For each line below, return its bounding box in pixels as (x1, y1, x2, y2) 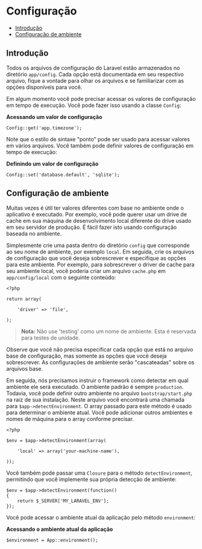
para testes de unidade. (21, 334, 80, 341)
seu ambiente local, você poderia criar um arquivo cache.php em (6, 267, 166, 274)
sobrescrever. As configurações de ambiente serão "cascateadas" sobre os (6, 358, 195, 366)
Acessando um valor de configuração (6, 113, 103, 120)
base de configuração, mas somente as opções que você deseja (6, 352, 167, 359)
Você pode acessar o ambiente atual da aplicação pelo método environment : (6, 513, 196, 521)
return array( (6, 296, 42, 302)
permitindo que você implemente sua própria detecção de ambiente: (6, 475, 177, 483)
